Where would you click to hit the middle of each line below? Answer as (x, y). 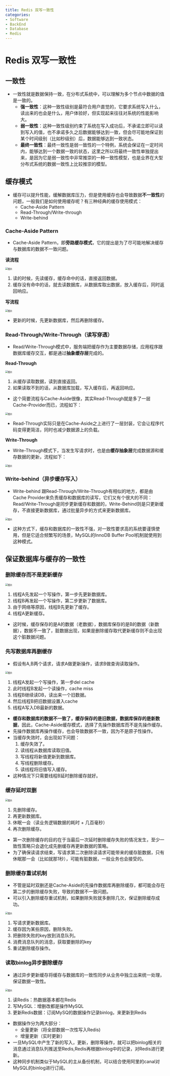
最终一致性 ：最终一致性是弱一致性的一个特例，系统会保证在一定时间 (92, 145)
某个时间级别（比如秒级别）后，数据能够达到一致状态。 (78, 139)
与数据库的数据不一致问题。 (42, 249)
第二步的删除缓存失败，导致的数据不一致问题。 (62, 892)
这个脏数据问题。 (31, 637)
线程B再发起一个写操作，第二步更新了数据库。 (61, 601)
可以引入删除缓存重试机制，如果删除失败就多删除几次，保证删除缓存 (84, 898)
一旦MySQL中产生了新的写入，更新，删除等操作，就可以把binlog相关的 (87, 1042)
